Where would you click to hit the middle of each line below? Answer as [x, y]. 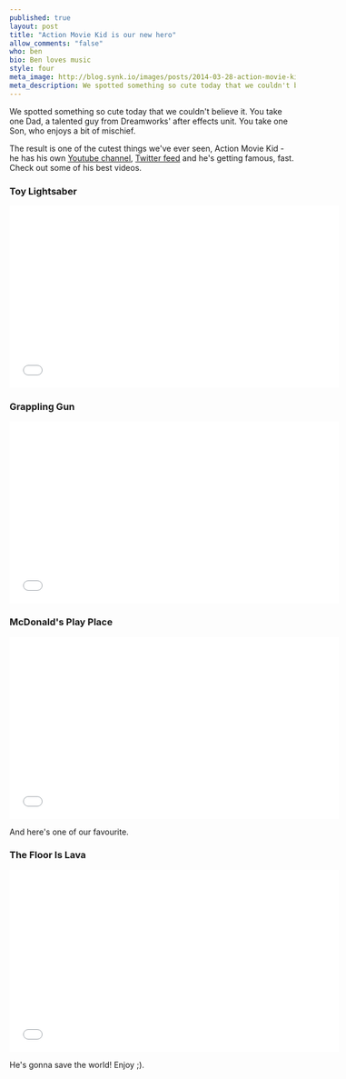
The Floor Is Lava [48, 855]
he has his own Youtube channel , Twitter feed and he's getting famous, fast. [152, 158]
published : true [40, 18]
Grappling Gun [42, 406]
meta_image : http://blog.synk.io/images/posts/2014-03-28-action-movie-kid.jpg [164, 77]
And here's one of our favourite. [69, 832]
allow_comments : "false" [56, 43]
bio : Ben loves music [50, 60]
